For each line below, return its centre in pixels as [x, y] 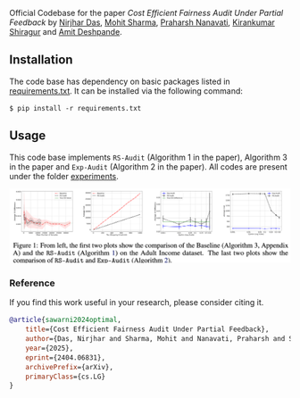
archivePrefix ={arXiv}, [70, 367]
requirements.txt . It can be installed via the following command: [126, 91]
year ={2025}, [50, 348]
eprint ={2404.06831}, [65, 357]
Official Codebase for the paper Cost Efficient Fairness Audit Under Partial [146, 13]
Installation [41, 60]
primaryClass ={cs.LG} [65, 377]
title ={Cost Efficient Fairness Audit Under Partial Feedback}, [147, 329]
